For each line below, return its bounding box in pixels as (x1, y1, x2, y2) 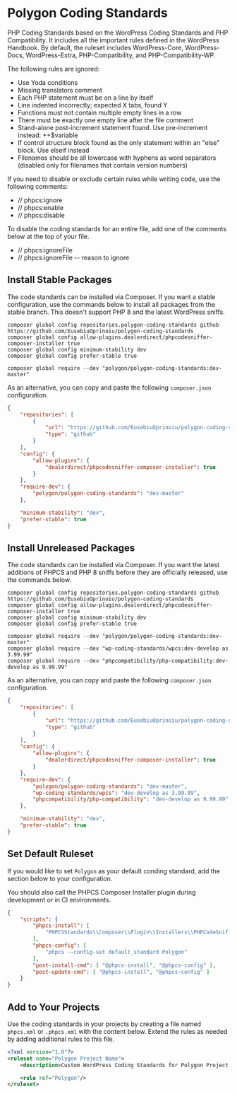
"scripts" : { (20, 916, 59, 923)
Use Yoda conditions (17, 78, 78, 86)
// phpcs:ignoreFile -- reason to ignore (17, 253, 130, 262)
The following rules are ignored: (7, 64, 100, 73)
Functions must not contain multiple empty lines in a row (17, 108, 182, 117)
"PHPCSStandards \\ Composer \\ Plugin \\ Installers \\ (44, 929, 194, 936)
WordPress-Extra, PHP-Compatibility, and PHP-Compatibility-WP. (25, 51, 216, 59)
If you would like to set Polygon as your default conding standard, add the (7, 866, 221, 875)
